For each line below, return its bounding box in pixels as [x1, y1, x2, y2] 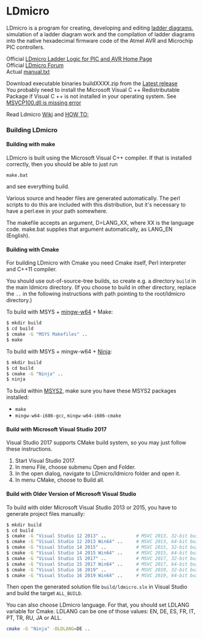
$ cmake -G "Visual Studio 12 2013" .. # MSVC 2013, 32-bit [6, 533, 188, 539]
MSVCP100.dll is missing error [6, 98, 82, 106]
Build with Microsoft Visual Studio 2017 [6, 425, 107, 433]
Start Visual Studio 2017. [14, 457, 76, 465]
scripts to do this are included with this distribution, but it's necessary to [6, 201, 186, 208]
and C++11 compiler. [6, 266, 57, 273]
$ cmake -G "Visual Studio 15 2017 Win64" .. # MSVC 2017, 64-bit [6, 561, 188, 567]
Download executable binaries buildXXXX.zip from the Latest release [6, 80, 178, 87]
